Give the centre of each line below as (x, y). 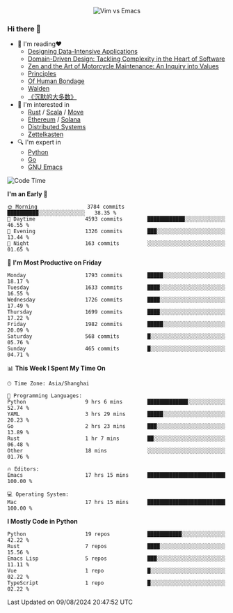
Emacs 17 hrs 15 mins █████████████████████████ (116, 475)
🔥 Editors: (23, 469)
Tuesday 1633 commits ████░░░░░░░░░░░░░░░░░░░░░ (116, 288)
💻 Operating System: (38, 495)
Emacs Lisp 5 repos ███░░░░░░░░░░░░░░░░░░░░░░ (116, 559)
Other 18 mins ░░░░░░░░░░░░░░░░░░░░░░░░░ (116, 451)
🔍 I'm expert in (39, 142)
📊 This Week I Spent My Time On (56, 368)
